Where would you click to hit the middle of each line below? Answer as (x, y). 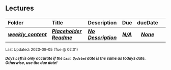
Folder (16, 22)
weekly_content (27, 34)
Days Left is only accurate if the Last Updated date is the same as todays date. (76, 58)
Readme (62, 38)
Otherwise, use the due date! (31, 63)
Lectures (20, 8)
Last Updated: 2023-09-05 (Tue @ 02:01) (42, 49)
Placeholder (67, 31)
